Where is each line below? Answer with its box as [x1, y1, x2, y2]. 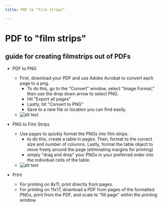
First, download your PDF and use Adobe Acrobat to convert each [19, 75, 154, 81]
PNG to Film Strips [12, 121, 50, 127]
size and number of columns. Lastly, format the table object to [27, 141, 153, 147]
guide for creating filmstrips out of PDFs [5, 52, 131, 61]
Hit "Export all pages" [27, 96, 71, 102]
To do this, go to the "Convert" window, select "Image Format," [27, 85, 155, 91]
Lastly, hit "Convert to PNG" [27, 101, 84, 107]
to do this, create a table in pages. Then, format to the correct [27, 136, 153, 142]
